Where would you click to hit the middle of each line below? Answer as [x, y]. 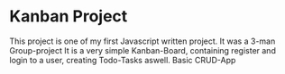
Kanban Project [69, 16]
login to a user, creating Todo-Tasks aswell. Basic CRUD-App [123, 60]
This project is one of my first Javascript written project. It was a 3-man [142, 41]
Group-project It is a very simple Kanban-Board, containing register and [143, 50]
